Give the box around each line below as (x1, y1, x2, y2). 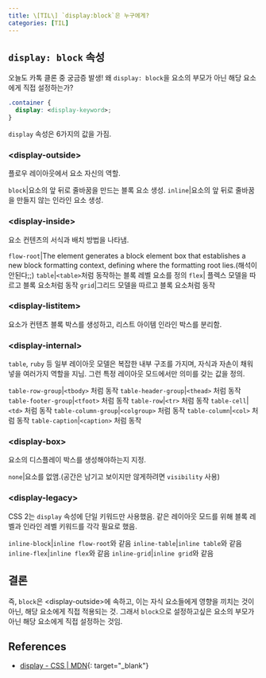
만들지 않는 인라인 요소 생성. (16, 196, 104, 205)
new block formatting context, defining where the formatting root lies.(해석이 (8, 260, 258, 270)
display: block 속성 (8, 50, 106, 64)
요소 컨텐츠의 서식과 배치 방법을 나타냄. (8, 235, 129, 244)
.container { (8, 99, 52, 107)
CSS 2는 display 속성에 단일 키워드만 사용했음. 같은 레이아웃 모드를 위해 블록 (8, 511, 248, 521)
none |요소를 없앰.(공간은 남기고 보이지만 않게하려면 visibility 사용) (8, 472, 221, 481)
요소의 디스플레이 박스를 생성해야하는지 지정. (8, 455, 147, 465)
